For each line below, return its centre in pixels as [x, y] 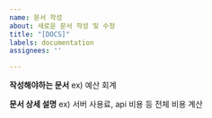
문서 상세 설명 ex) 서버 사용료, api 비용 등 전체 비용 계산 [106, 105]
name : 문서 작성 [36, 17]
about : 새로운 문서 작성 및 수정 [62, 26]
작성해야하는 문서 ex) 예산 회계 [63, 85]
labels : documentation [52, 42]
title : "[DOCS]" [40, 34]
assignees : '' [36, 51]
